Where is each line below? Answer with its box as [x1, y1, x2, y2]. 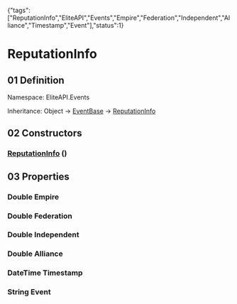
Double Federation [7, 211, 72, 221]
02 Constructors [7, 127, 82, 139]
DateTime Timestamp [7, 268, 83, 278]
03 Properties [7, 170, 70, 183]
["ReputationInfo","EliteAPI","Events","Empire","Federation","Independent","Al [7, 13, 231, 22]
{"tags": [7, 6, 31, 14]
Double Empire [7, 192, 60, 202]
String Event [7, 287, 51, 297]
